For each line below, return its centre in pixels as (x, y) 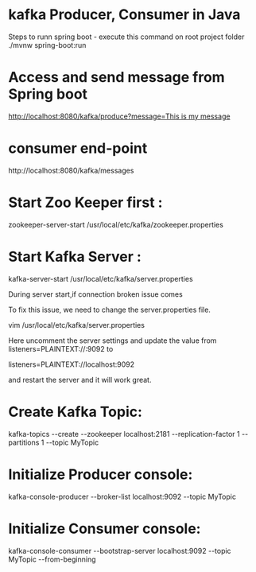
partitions (24, 442)
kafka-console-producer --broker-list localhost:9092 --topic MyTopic (122, 496)
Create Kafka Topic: (76, 412)
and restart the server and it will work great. (80, 379)
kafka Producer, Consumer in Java (124, 15)
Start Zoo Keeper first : (85, 202)
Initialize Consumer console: (105, 529)
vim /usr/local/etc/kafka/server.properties (77, 325)
